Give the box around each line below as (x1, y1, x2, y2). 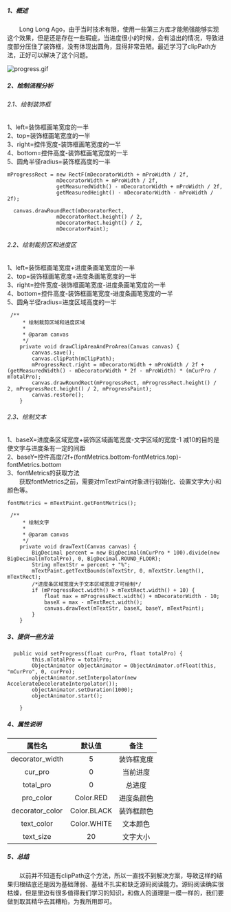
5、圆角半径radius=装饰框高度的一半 (7, 157, 111, 166)
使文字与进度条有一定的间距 (7, 444, 86, 452)
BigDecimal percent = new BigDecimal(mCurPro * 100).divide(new (32, 549, 220, 556)
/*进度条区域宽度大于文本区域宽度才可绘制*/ (32, 580, 142, 588)
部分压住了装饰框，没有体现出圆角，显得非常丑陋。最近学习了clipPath (12, 42, 211, 50)
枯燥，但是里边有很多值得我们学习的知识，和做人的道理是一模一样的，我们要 (7, 889, 224, 897)
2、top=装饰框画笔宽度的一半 (7, 131, 91, 139)
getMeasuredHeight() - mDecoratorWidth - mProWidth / (56, 189, 214, 196)
